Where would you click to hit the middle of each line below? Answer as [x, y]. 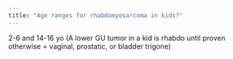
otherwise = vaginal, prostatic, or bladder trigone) [89, 46]
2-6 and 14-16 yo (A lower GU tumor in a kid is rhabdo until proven [117, 38]
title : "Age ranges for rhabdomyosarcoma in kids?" [95, 15]
